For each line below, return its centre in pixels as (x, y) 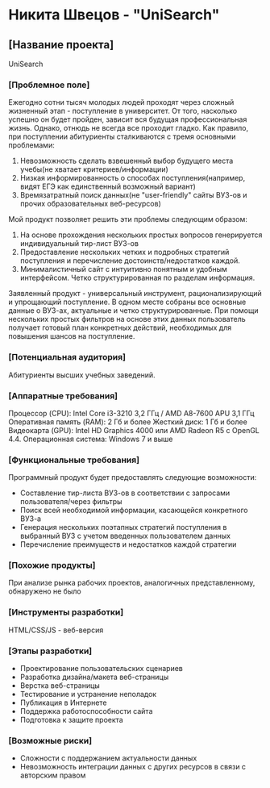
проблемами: (31, 145)
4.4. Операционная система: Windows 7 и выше (91, 439)
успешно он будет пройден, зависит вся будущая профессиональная (128, 119)
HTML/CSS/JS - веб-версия (56, 630)
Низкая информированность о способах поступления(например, (133, 178)
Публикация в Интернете (63, 703)
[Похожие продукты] (52, 565)
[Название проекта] (61, 45)
